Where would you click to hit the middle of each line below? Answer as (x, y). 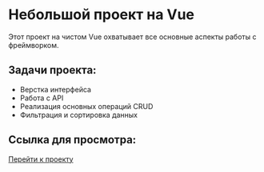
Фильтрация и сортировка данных (79, 115)
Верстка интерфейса (56, 89)
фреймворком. (34, 45)
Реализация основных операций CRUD (86, 106)
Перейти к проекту (41, 159)
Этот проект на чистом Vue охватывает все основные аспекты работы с (132, 37)
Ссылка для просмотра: (72, 140)
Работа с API (42, 98)
